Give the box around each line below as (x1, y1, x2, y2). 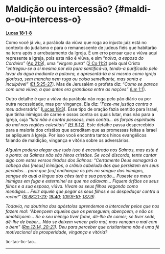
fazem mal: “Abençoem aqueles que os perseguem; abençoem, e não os (5, 208, 153, 214)
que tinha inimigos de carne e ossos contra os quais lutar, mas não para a (5, 111, 155, 117)
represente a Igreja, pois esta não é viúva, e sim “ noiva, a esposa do (5, 55, 144, 61)
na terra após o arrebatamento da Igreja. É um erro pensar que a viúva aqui (5, 50, 158, 56)
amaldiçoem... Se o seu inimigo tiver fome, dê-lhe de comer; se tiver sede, (5, 213, 156, 219)
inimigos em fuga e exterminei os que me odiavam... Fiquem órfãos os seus (5, 178, 159, 184)
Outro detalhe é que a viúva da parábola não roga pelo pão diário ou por (5, 95, 151, 101)
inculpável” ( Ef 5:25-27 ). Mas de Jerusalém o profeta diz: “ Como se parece (5, 81, 158, 87)
